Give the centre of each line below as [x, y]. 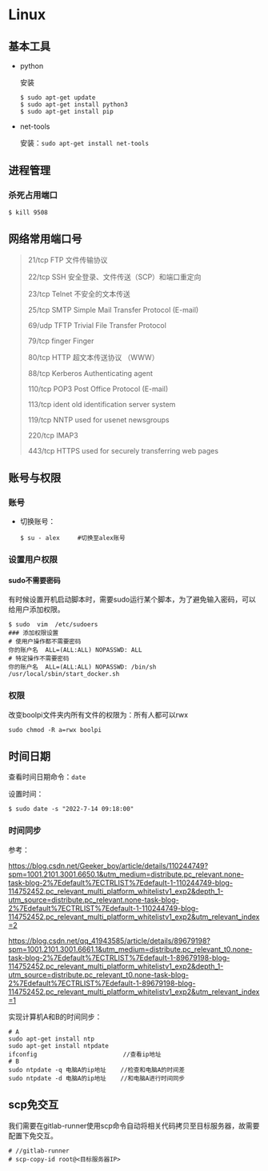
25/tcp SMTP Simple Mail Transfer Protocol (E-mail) [113, 310]
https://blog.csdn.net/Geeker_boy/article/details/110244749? [108, 865]
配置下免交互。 [33, 1135]
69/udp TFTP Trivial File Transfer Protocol [97, 325]
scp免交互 [34, 1105]
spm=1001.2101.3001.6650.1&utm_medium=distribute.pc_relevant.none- [126, 874]
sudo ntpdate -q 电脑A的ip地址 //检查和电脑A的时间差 [97, 1069]
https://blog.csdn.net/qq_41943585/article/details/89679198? [109, 941]
